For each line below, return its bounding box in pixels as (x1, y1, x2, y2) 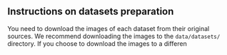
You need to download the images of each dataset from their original (7, 24, 210, 32)
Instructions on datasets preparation (7, 6, 174, 18)
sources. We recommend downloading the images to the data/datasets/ (7, 32, 221, 40)
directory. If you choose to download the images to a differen (7, 39, 187, 48)
